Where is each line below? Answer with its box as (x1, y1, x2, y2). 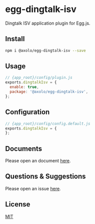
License (5, 200, 30, 209)
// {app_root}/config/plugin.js (5, 75, 72, 80)
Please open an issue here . (5, 185, 61, 191)
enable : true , (9, 84, 39, 90)
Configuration (5, 108, 50, 117)
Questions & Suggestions (5, 172, 86, 181)
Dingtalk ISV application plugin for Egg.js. (5, 20, 90, 26)
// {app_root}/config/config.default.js (5, 121, 91, 126)
